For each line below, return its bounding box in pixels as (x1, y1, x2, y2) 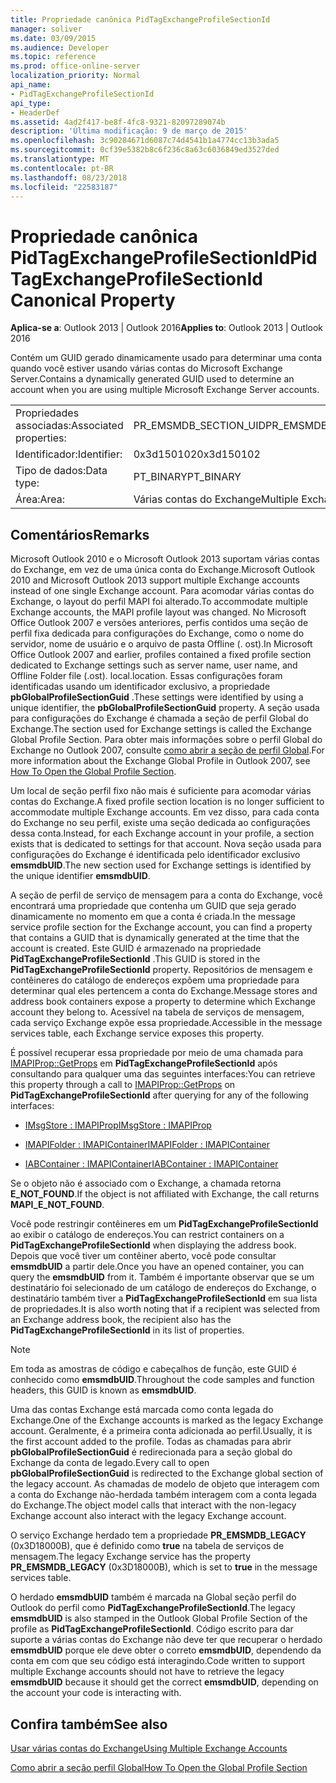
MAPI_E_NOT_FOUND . (10, 1199, 105, 1211)
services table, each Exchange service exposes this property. (10, 1027, 265, 1040)
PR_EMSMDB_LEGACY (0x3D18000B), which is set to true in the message (10, 1561, 318, 1573)
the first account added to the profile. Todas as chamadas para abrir (10, 1436, 292, 1448)
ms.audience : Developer (10, 42, 110, 53)
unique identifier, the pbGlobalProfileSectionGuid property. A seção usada (10, 702, 320, 714)
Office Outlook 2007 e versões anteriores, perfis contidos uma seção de (10, 617, 309, 629)
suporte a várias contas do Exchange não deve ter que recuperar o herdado (10, 1634, 323, 1646)
